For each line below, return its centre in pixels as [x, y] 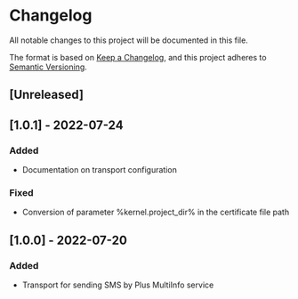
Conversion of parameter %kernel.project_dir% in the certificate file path [156, 212]
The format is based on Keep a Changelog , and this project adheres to [138, 57]
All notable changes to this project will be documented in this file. [129, 40]
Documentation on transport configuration [100, 170]
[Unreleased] [47, 95]
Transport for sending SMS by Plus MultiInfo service [118, 285]
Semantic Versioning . [48, 67]
